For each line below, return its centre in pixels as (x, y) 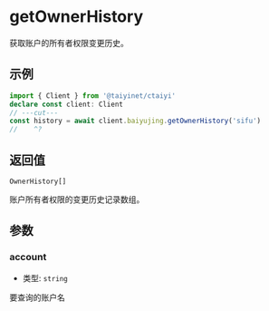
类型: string (45, 277)
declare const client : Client (67, 104)
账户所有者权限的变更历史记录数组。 (77, 199)
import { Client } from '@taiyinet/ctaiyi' (93, 96)
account (28, 258)
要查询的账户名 (37, 297)
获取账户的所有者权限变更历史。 (69, 43)
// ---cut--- (34, 112)
